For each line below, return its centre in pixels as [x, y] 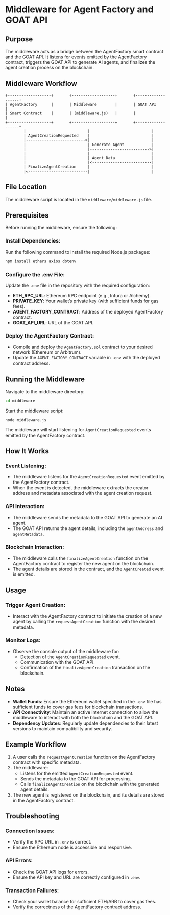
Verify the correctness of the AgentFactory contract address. [77, 907]
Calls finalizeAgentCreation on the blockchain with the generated [90, 784]
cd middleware [20, 401]
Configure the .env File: [35, 274]
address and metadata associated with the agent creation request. [82, 493]
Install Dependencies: [33, 241]
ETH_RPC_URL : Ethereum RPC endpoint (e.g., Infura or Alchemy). [81, 295]
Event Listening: [26, 466]
